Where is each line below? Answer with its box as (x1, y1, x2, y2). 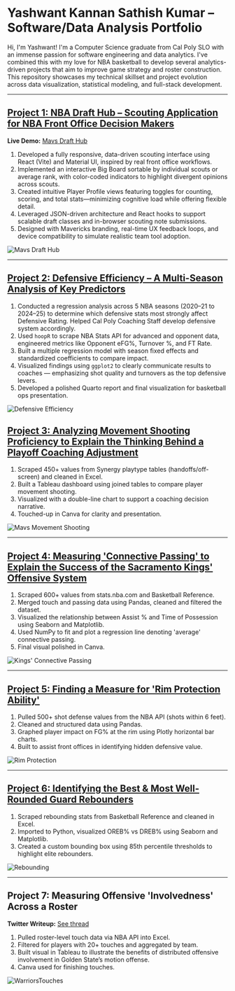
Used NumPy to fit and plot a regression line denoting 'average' (17, 628, 201, 636)
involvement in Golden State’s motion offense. (17, 955, 150, 964)
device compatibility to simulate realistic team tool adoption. (17, 232, 191, 240)
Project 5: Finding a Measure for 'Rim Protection (7, 683, 221, 695)
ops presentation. (17, 391, 69, 400)
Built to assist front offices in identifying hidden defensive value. (17, 743, 203, 750)
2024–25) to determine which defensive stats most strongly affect (17, 309, 208, 318)
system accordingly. (17, 324, 76, 332)
